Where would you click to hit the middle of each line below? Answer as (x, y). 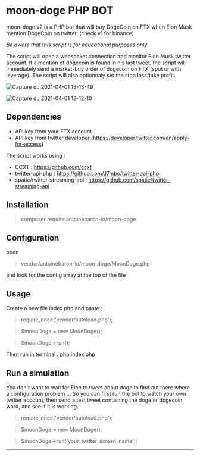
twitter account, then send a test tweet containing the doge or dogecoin (94, 400)
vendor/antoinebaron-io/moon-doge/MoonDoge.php (85, 264)
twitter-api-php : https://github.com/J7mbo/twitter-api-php (87, 173)
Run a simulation (38, 373)
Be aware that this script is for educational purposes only (77, 45)
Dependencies (34, 117)
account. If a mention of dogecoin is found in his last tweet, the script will (96, 63)
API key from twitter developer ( (54, 138)
